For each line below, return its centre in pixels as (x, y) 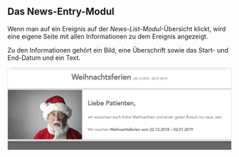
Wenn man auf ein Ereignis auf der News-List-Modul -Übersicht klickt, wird (117, 28)
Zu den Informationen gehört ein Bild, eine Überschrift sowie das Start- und (118, 50)
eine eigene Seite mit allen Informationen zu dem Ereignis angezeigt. (108, 36)
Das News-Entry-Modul (61, 12)
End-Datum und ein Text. (44, 58)
